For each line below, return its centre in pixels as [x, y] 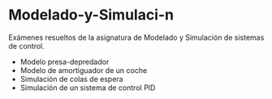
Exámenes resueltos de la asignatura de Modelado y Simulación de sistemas [136, 37]
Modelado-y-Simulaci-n [91, 15]
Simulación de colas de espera [71, 79]
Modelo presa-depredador [65, 62]
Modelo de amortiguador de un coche [84, 70]
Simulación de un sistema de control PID [88, 88]
